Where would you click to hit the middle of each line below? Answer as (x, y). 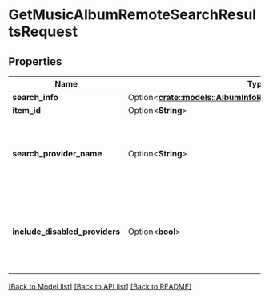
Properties (35, 61)
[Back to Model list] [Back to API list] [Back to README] (100, 287)
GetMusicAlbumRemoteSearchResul (132, 15)
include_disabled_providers (66, 232)
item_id (27, 110)
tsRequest (43, 32)
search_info (35, 97)
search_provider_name (57, 154)
